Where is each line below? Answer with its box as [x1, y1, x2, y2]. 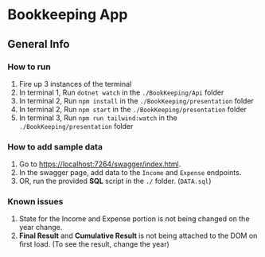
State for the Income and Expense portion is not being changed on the [18, 214, 250, 224]
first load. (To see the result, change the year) [18, 239, 170, 249]
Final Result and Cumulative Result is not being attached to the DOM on [18, 231, 258, 240]
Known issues [7, 197, 64, 208]
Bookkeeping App [7, 6, 128, 24]
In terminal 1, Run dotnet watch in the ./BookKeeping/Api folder [18, 88, 224, 97]
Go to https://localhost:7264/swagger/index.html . [18, 159, 181, 169]
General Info [7, 37, 70, 51]
